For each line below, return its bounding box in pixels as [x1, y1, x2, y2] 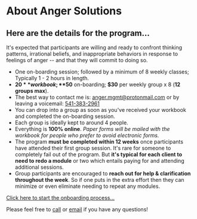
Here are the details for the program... [6, 28, 150, 38]
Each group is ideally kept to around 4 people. [14, 119, 128, 126]
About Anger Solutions [6, 4, 122, 18]
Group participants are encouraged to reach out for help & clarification [14, 170, 191, 177]
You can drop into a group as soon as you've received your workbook [14, 107, 186, 113]
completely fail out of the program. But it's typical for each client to [14, 151, 183, 158]
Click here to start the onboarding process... [6, 194, 115, 201]
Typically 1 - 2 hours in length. [14, 75, 90, 81]
